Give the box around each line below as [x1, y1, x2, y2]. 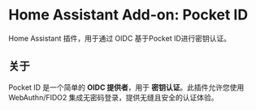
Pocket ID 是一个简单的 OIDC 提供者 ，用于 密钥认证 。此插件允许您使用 [8, 82, 245, 92]
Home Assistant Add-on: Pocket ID [8, 6, 249, 24]
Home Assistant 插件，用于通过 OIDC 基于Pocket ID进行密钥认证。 [8, 33, 232, 43]
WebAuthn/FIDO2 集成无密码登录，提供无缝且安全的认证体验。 [8, 92, 219, 102]
